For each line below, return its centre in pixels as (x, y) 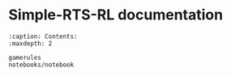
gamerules (25, 57)
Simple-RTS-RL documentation (116, 15)
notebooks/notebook (41, 65)
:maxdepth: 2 (30, 43)
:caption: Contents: (43, 36)
